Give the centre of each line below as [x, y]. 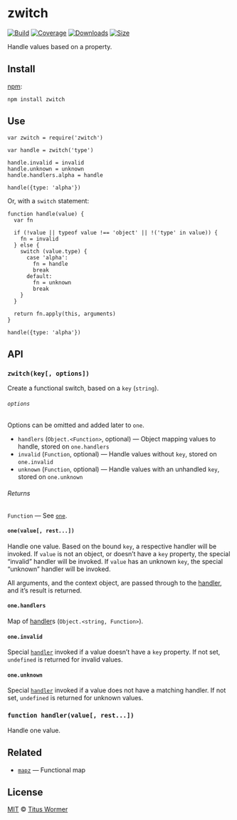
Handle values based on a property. [60, 46]
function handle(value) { [46, 214]
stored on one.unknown [50, 477]
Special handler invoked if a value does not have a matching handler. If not [117, 690]
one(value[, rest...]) [41, 531]
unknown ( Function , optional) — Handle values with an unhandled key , [118, 469]
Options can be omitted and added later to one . [76, 425]
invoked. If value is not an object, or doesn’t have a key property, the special [119, 553]
